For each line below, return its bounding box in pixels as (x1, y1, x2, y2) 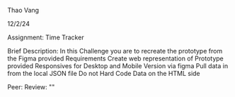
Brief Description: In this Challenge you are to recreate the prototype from (7, 47, 223, 55)
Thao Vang (7, 6, 40, 14)
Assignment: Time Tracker (7, 33, 84, 41)
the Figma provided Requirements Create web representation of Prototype (7, 54, 224, 63)
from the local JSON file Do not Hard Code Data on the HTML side (7, 70, 200, 77)
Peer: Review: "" (7, 83, 55, 91)
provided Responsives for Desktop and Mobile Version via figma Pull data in (7, 62, 229, 70)
